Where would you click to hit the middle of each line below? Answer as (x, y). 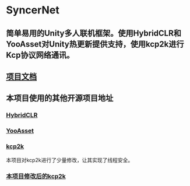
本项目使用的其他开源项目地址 (60, 98)
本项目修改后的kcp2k (36, 177)
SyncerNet (33, 10)
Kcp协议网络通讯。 (40, 55)
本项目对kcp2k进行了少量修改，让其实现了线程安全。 (70, 160)
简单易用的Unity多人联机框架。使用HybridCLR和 (94, 33)
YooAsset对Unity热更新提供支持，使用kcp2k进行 (95, 44)
